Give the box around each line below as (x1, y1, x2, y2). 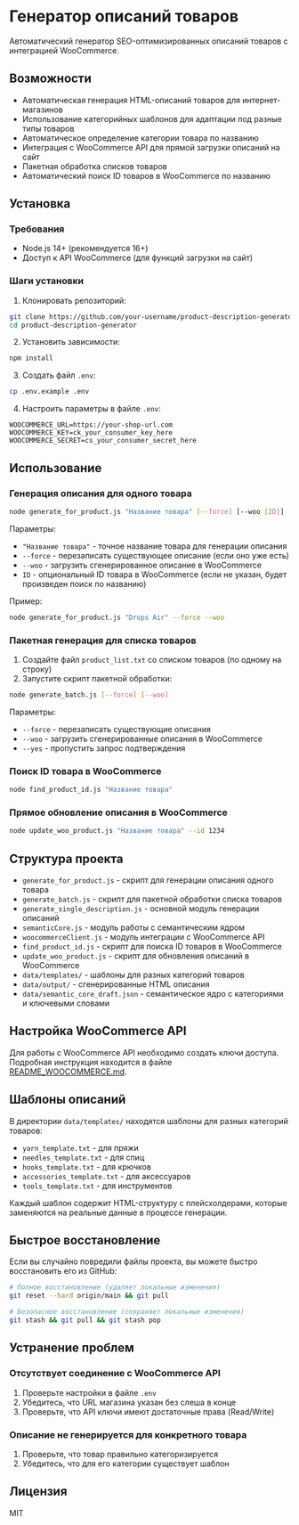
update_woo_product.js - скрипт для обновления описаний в (21, 950, 250, 961)
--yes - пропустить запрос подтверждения (21, 742, 186, 754)
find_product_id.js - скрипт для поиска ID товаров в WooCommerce (21, 942, 283, 951)
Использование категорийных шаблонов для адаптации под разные (21, 113, 283, 124)
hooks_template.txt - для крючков (21, 1161, 151, 1172)
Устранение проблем (9, 1341, 135, 1356)
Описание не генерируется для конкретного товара (9, 1428, 247, 1440)
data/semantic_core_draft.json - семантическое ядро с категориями (21, 989, 284, 999)
